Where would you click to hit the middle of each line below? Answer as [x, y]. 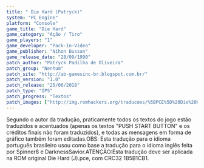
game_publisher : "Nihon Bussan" [47, 52]
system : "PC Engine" [32, 18]
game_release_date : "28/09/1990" [49, 57]
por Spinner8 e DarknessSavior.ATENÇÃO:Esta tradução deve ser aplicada [100, 152]
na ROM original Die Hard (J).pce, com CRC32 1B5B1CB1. [78, 158]
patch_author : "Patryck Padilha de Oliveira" [65, 62]
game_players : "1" [29, 40]
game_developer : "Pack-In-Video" [49, 46]
